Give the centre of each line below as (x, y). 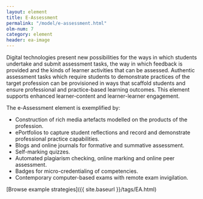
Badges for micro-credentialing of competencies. (76, 171)
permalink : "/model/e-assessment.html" (57, 23)
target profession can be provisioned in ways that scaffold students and (96, 83)
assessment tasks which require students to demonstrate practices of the (98, 77)
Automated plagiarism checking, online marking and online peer (95, 158)
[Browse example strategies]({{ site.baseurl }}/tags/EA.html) (82, 189)
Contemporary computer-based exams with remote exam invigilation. (102, 177)
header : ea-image (28, 40)
